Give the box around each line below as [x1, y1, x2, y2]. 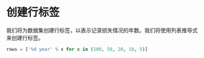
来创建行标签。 [6, 34, 44, 41]
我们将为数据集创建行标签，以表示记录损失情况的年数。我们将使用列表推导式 [6, 27, 198, 34]
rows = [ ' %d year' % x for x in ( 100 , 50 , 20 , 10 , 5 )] [6, 46, 148, 52]
